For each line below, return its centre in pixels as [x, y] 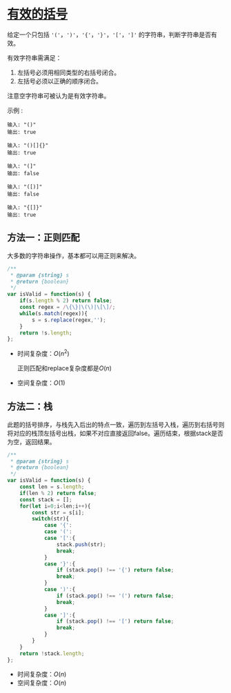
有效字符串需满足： [34, 58]
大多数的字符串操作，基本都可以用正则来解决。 [73, 255]
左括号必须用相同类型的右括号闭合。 [69, 72]
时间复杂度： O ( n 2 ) [43, 353]
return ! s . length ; [46, 333]
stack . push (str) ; [81, 544]
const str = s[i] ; [58, 512]
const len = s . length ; [52, 487]
